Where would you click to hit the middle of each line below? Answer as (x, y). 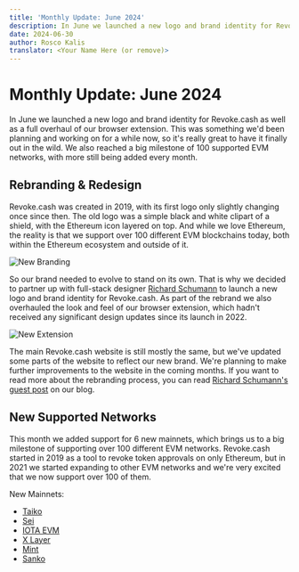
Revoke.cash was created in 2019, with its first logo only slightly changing (145, 207)
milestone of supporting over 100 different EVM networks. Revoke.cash (140, 448)
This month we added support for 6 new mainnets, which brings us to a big (147, 438)
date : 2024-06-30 (41, 34)
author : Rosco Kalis (48, 42)
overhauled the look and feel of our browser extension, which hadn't (135, 307)
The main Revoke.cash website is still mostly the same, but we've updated (145, 351)
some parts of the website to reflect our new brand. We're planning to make (148, 361)
